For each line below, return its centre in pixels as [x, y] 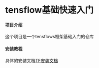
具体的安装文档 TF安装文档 [32, 60]
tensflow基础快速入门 [49, 10]
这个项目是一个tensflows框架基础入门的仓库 [49, 37]
